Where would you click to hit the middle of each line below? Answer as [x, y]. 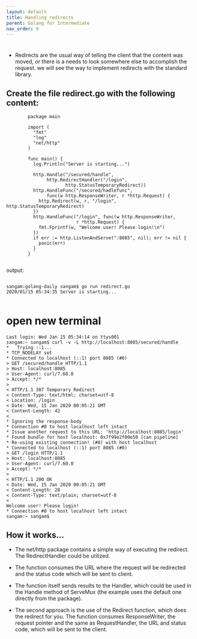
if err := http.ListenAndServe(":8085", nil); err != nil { [110, 238]
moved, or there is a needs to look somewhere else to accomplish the [101, 61]
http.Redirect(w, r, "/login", [77, 201]
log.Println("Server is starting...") [81, 164]
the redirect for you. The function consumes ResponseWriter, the [95, 616]
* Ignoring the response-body [44, 422]
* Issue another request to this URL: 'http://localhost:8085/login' [95, 432]
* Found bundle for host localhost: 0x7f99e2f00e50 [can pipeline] [92, 438]
